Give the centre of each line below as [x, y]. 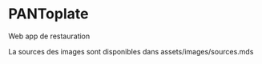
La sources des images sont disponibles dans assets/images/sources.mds [131, 51]
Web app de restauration [49, 36]
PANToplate [48, 14]
